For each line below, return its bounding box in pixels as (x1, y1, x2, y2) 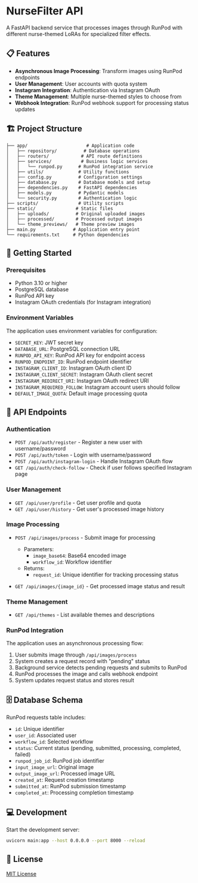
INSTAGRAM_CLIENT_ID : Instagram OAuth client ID (14, 364, 132, 371)
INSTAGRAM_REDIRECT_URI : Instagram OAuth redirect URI (14, 377, 149, 384)
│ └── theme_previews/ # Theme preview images (6, 221, 135, 227)
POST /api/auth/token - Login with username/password (14, 451, 151, 459)
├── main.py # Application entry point (6, 226, 140, 232)
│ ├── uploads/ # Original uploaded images (6, 211, 146, 217)
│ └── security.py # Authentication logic (6, 195, 137, 201)
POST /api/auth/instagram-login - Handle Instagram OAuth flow (14, 458, 173, 465)
